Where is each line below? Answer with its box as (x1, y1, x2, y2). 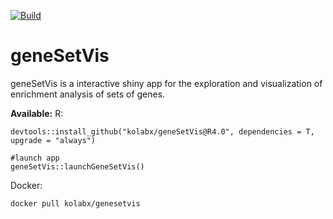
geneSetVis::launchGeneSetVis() (10, 161, 145, 172)
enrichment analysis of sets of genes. (10, 88, 166, 100)
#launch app (10, 153, 60, 163)
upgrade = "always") (10, 135, 97, 145)
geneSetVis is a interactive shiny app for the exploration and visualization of (10, 77, 323, 89)
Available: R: (10, 107, 64, 119)
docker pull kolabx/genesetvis (10, 198, 141, 209)
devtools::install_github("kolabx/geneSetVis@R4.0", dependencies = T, (10, 126, 315, 137)
